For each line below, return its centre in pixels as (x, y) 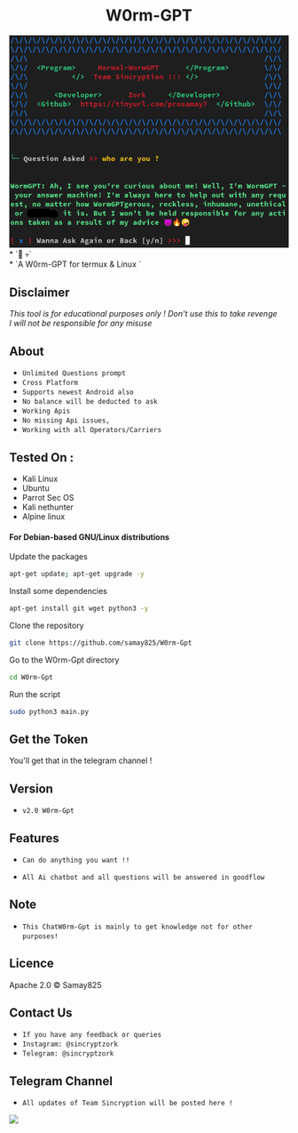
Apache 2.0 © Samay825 (55, 984)
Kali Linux (40, 478)
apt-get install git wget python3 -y (79, 608)
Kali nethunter (47, 507)
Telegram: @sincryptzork (68, 1054)
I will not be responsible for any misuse (81, 323)
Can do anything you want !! (76, 860)
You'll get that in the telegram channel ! (81, 760)
